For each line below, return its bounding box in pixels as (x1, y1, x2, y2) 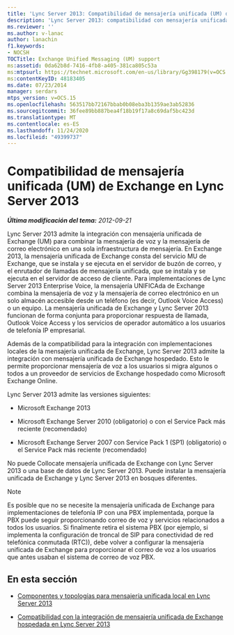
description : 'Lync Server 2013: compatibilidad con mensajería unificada (7, 17, 229, 24)
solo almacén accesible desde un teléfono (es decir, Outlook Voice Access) (7, 297, 224, 305)
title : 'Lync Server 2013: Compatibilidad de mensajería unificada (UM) (7, 10, 223, 17)
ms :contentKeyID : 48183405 (7, 75, 86, 82)
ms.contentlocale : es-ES (7, 120, 79, 128)
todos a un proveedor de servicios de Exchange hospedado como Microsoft (7, 369, 226, 378)
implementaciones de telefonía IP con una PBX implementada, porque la (7, 509, 214, 517)
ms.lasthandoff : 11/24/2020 (7, 127, 89, 134)
